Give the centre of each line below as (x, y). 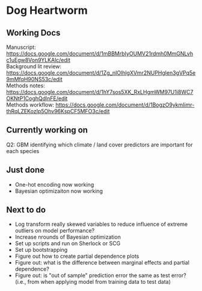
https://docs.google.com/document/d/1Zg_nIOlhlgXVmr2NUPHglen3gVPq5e (101, 73)
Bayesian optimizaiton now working (59, 191)
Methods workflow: (30, 105)
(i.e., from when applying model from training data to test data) (93, 282)
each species (23, 151)
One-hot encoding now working (54, 184)
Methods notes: (26, 86)
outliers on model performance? (55, 231)
